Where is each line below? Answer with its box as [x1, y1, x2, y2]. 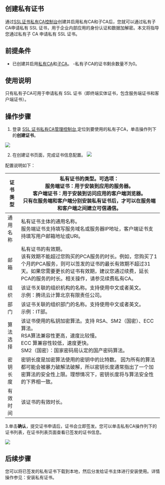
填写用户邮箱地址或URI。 [26, 233, 83, 240]
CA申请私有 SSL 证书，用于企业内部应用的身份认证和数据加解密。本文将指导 [5, 25, 160, 30]
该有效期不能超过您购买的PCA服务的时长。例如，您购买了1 [21, 253, 157, 260]
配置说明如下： [5, 163, 35, 169]
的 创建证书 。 [12, 132, 38, 139]
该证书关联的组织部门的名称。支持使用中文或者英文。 [21, 301, 144, 308]
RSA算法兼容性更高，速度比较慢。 [21, 332, 100, 339]
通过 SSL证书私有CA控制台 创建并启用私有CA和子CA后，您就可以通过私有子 [5, 19, 156, 25]
